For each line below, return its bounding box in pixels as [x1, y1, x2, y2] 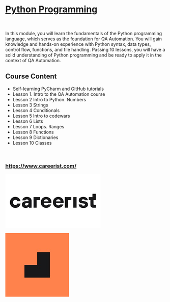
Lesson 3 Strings [12, 102, 48, 108]
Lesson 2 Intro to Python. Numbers [12, 96, 87, 102]
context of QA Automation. [5, 57, 61, 63]
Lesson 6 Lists [12, 118, 43, 124]
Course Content [5, 72, 57, 81]
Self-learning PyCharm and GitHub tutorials [12, 86, 104, 92]
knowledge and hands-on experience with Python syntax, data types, [5, 41, 151, 47]
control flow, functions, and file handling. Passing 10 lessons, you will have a [5, 46, 165, 52]
